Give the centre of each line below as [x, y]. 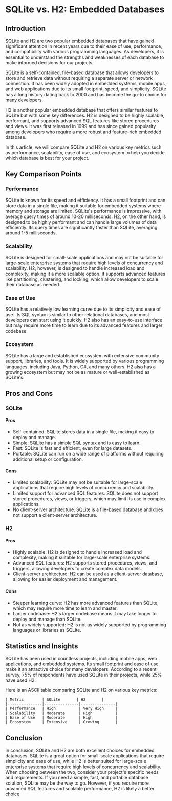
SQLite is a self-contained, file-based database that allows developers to [82, 72]
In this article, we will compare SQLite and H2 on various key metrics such [83, 147]
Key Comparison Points [44, 174]
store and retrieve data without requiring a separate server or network [79, 78]
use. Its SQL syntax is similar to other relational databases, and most [77, 315]
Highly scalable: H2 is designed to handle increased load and [77, 552]
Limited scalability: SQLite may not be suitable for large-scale [77, 482]
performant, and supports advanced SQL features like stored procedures [82, 121]
